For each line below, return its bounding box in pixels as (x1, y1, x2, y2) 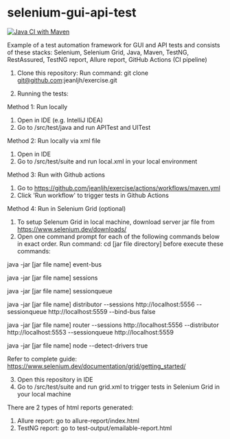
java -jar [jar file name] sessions (7, 273, 98, 282)
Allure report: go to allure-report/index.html (16, 416, 139, 425)
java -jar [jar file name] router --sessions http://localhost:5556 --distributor (7, 321, 220, 329)
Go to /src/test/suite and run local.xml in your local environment (16, 157, 198, 166)
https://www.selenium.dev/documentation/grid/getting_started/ (7, 362, 187, 370)
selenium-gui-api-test (7, 5, 137, 21)
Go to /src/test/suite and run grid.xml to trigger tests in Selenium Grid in (16, 383, 220, 391)
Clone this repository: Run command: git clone (16, 69, 149, 77)
